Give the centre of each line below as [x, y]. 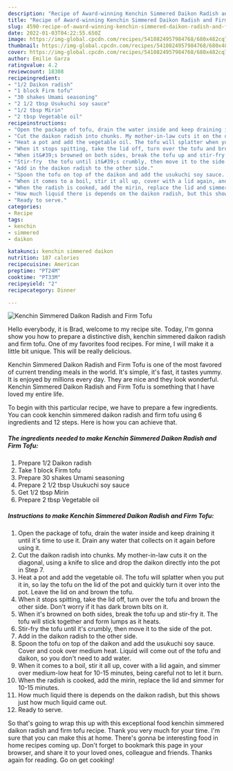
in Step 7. [31, 570]
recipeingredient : [34, 78]
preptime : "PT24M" [34, 271]
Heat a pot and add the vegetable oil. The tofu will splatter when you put [121, 577]
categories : [25, 207]
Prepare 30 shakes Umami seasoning [71, 478]
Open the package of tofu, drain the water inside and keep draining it [116, 533]
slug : [16, 26]
